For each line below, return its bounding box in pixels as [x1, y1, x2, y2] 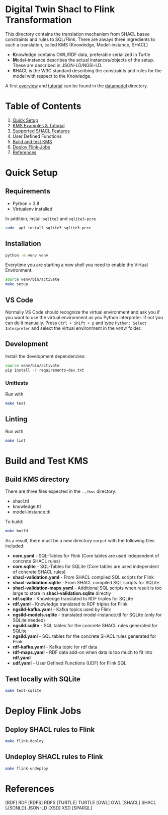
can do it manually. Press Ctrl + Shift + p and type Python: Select [5, 320, 147, 326]
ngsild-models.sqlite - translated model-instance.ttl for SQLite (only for [12, 612, 162, 618]
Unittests [5, 380, 29, 387]
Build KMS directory [5, 475, 69, 483]
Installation [5, 239, 41, 248]
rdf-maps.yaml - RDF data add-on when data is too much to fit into [12, 649, 152, 655]
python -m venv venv [5, 252, 49, 258]
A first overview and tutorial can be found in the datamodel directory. [5, 82, 148, 89]
